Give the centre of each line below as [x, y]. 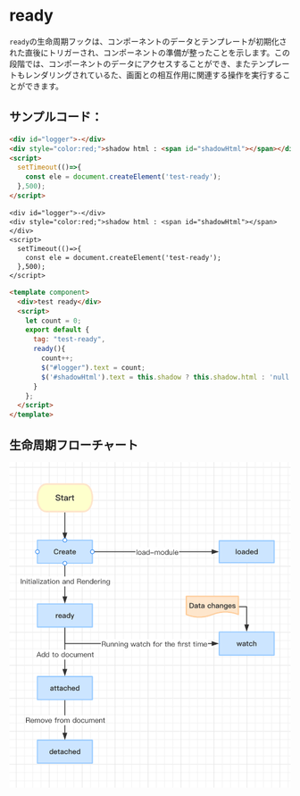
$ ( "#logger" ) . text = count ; [93, 367]
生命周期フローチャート [74, 444]
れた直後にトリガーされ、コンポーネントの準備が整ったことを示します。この [150, 52]
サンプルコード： [56, 117]
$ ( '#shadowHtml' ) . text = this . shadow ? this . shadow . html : [154, 377]
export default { [58, 330]
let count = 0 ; [54, 321]
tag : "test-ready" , [69, 339]
